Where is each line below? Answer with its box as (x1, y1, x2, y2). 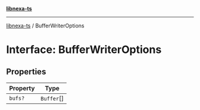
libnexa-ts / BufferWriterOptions (6, 22, 85, 29)
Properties (6, 67, 46, 77)
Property (9, 84, 35, 92)
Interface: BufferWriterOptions (6, 43, 162, 56)
